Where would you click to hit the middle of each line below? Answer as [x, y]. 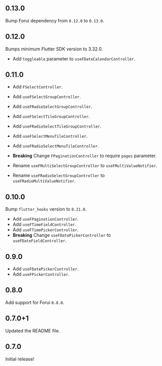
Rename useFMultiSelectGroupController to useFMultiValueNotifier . [85, 166]
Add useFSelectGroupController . [47, 97]
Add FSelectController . [38, 87]
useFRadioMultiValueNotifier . [44, 181]
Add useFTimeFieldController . [44, 224]
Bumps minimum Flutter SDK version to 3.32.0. [54, 49]
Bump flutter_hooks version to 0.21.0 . [46, 209]
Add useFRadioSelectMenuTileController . [56, 146]
